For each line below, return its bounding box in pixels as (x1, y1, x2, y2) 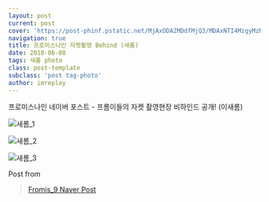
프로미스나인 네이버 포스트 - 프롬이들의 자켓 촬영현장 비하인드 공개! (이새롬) (8, 102, 243, 111)
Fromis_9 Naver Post (27, 184, 96, 194)
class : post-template (8, 64, 81, 72)
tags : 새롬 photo (8, 57, 62, 65)
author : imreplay (8, 79, 66, 87)
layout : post (8, 11, 52, 20)
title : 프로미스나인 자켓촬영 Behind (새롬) (8, 42, 139, 50)
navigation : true (8, 34, 66, 42)
